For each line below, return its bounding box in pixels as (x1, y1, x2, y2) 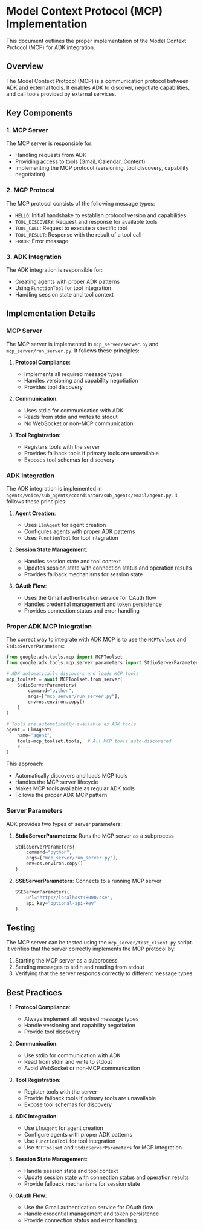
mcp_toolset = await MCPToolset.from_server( (6, 676, 123, 682)
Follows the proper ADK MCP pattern (14, 791, 108, 799)
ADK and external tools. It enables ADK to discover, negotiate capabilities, (6, 84, 190, 91)
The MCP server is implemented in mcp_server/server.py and (6, 340, 159, 348)
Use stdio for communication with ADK (24, 1052, 121, 1059)
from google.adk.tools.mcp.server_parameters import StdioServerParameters (6, 660, 201, 666)
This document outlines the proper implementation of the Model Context (6, 37, 187, 44)
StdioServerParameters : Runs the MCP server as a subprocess (14, 832, 174, 839)
